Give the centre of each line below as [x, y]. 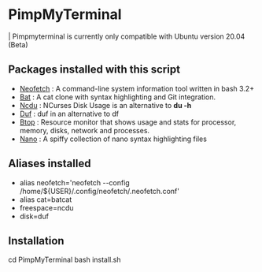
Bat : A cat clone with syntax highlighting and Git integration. [118, 97]
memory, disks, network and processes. [85, 130]
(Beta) [18, 44]
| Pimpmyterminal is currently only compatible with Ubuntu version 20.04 [127, 36]
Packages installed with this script [94, 70]
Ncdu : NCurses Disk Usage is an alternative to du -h [105, 105]
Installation [36, 241]
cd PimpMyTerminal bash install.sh [65, 260]
